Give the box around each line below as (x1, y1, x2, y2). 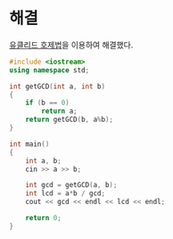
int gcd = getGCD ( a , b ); (25, 181, 118, 190)
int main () (9, 140, 50, 149)
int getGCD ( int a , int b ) (9, 81, 105, 90)
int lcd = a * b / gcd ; (25, 189, 105, 198)
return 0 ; (25, 214, 62, 223)
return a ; (41, 107, 78, 116)
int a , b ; (25, 156, 62, 166)
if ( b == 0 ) (25, 98, 70, 107)
